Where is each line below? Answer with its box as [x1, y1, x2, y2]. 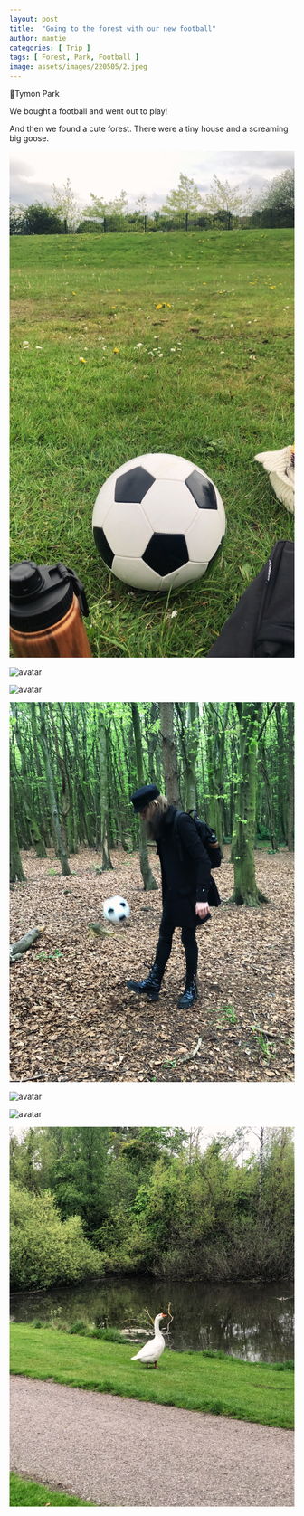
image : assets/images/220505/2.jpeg [9, 62, 147, 71]
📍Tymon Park [9, 89, 61, 99]
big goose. [9, 133, 50, 144]
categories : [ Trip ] [9, 43, 91, 52]
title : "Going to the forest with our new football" [9, 24, 217, 33]
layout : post [9, 14, 59, 24]
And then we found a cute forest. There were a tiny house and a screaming [9, 123, 289, 134]
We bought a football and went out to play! [9, 106, 168, 117]
